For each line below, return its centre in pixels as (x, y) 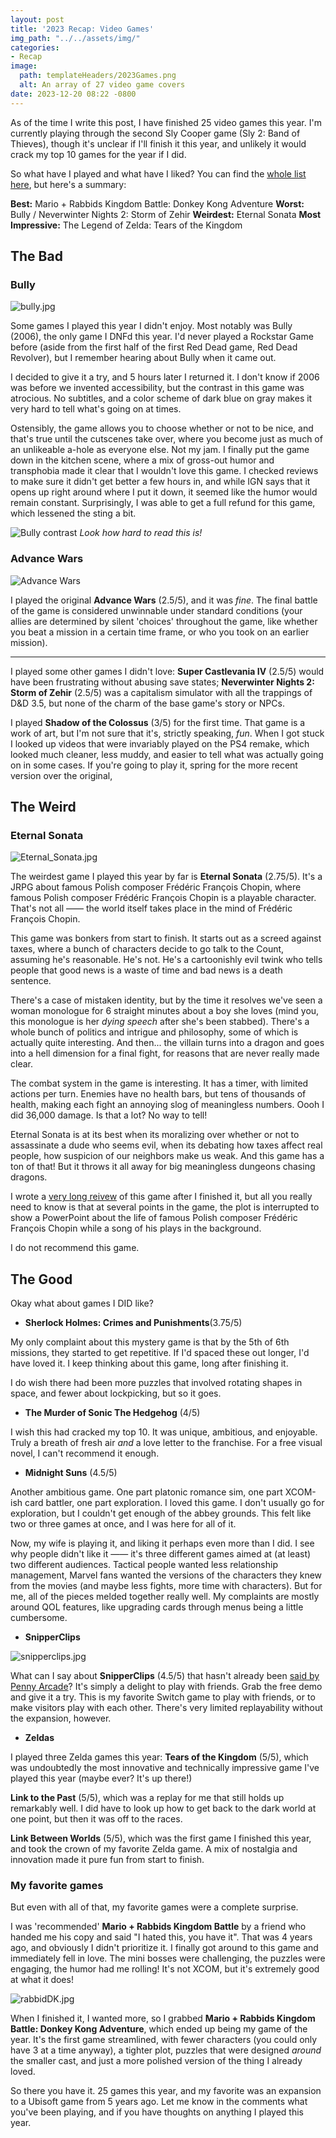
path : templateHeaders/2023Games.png (98, 76)
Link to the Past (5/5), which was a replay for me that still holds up (147, 1798)
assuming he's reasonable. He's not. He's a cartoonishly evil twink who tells (166, 960)
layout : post (37, 19)
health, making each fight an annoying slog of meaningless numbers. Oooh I (167, 1105)
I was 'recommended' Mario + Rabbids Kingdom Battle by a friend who (158, 1927)
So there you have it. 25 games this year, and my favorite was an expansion (166, 2091)
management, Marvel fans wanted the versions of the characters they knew (166, 1575)
